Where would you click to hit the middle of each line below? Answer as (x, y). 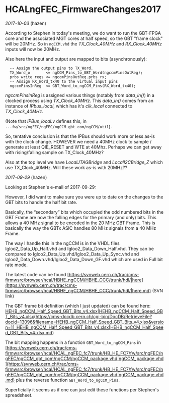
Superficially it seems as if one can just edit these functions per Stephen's (82, 389)
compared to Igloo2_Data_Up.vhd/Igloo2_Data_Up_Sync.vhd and (72, 254)
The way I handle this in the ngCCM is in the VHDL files (62, 243)
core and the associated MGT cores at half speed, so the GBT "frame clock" (84, 38)
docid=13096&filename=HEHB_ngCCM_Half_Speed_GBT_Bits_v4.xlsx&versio (84, 322)
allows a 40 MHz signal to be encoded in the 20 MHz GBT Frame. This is (80, 223)
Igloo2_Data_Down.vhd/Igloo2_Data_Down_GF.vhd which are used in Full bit (84, 259)
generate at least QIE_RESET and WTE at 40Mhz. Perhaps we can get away (83, 147)
